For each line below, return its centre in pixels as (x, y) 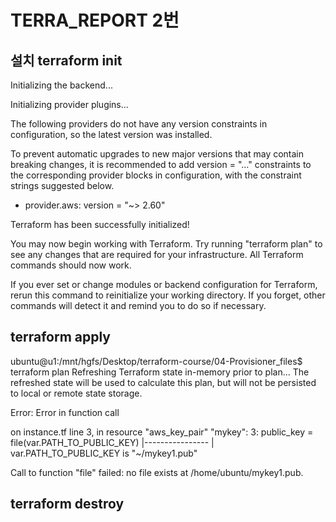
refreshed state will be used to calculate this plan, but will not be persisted (163, 382)
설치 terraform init (66, 60)
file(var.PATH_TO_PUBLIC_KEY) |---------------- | (112, 442)
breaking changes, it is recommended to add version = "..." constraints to (161, 164)
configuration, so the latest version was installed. (111, 134)
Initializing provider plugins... (69, 104)
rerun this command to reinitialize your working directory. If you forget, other (168, 295)
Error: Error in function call (65, 412)
